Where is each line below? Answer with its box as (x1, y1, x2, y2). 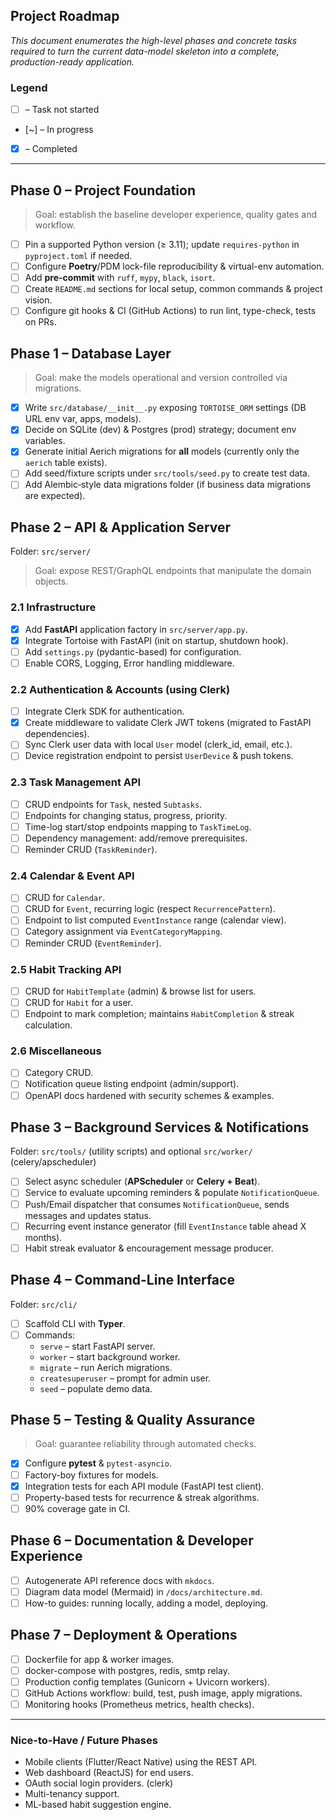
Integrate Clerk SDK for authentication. (24, 705, 185, 718)
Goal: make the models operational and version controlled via (34, 372, 288, 384)
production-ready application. (10, 55, 135, 68)
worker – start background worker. (39, 1350, 181, 1363)
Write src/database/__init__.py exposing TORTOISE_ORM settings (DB (24, 402, 307, 414)
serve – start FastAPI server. (39, 1340, 156, 1352)
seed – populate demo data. (39, 1382, 153, 1394)
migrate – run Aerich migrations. (39, 1361, 173, 1373)
